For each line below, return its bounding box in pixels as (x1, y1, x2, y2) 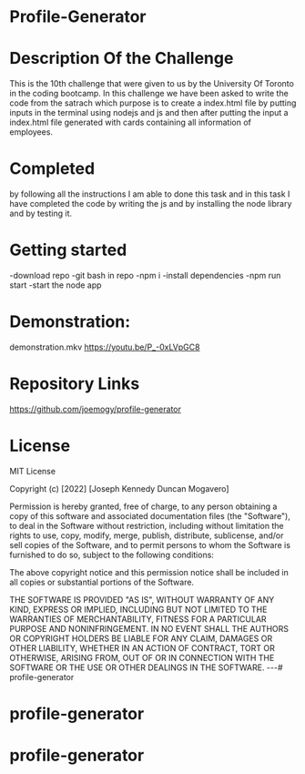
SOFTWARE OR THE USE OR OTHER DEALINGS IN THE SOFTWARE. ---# (9, 662, 283, 673)
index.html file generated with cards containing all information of (9, 117, 252, 128)
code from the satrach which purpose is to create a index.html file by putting (9, 97, 297, 108)
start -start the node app (9, 280, 102, 290)
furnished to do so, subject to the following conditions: (9, 549, 214, 560)
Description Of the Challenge (9, 48, 234, 69)
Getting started (9, 239, 127, 260)
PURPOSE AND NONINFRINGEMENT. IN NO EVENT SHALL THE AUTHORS (9, 623, 290, 634)
